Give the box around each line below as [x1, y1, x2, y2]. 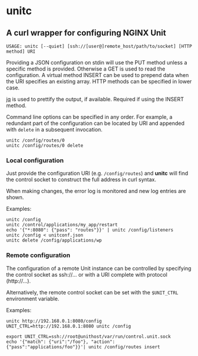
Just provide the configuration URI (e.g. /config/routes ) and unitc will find [6, 170, 189, 177]
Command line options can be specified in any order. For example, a [6, 114, 173, 120]
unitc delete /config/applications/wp [6, 238, 102, 243]
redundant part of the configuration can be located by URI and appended [6, 120, 185, 127]
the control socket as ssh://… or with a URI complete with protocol [6, 271, 168, 278]
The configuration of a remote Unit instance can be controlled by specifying [6, 265, 191, 272]
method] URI [6, 49, 36, 54]
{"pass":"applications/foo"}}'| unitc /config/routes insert [6, 344, 161, 350]
